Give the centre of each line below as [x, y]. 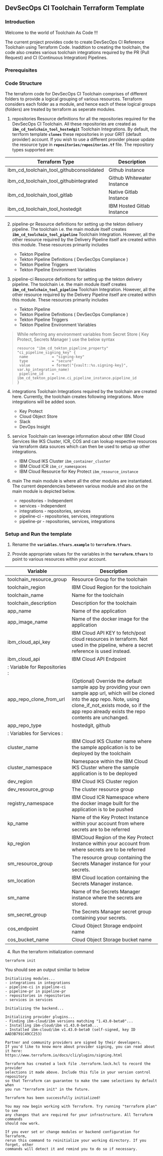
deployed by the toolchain [101, 753]
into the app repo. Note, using [106, 699]
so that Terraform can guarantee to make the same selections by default [81, 1081]
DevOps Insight [35, 427]
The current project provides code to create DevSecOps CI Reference [75, 42]
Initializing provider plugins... [40, 1017]
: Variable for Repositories [37, 667]
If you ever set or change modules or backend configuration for [72, 1132]
